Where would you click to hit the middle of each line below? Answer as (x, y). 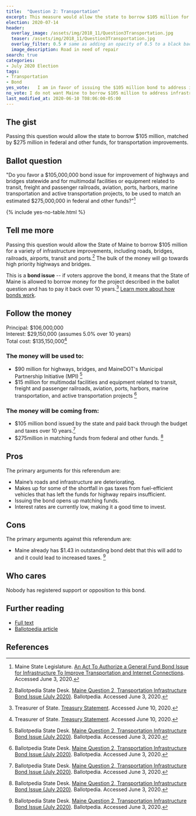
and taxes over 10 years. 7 (45, 431)
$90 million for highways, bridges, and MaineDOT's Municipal (89, 369)
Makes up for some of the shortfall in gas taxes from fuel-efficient (94, 488)
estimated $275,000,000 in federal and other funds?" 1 (71, 200)
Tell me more (30, 231)
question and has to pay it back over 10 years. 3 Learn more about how (90, 288)
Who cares (26, 576)
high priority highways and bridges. (49, 264)
